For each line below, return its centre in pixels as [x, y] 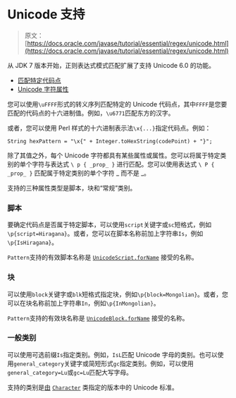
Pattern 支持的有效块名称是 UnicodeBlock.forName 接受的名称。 [98, 318]
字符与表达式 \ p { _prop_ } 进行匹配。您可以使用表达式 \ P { [123, 164]
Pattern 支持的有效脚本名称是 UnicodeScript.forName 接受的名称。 [103, 258]
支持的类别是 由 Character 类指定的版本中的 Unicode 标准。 [93, 387]
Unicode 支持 [46, 14]
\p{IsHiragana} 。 [33, 242]
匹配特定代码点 [39, 80]
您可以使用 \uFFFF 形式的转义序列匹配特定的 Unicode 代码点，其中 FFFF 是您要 [117, 104]
